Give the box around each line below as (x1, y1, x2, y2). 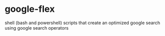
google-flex (5, 3, 55, 15)
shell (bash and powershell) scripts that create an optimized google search (5, 20, 160, 26)
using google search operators (5, 25, 69, 31)
